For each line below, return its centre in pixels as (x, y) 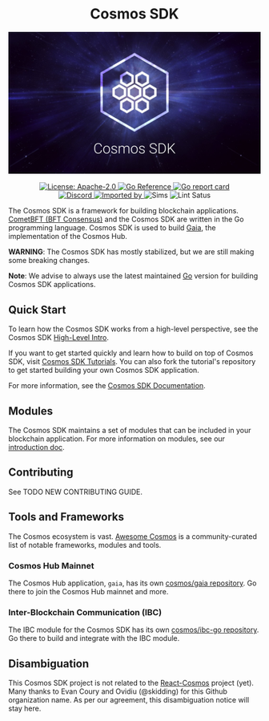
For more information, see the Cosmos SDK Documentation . (107, 386)
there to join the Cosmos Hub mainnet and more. (88, 591)
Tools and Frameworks (66, 517)
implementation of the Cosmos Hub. (68, 237)
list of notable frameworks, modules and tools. (85, 545)
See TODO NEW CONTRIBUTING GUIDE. (75, 492)
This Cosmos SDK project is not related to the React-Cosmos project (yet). (131, 683)
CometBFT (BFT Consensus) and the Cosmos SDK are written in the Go (126, 219)
